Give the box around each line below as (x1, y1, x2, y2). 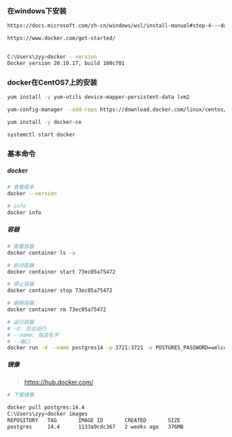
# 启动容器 (7, 262, 35, 269)
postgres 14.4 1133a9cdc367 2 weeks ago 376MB (7, 423, 184, 430)
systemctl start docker (7, 131, 76, 138)
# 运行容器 (7, 319, 35, 325)
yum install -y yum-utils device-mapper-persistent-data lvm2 (7, 93, 190, 101)
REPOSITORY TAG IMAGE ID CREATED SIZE (7, 417, 181, 424)
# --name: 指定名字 (7, 331, 59, 339)
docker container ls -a (7, 249, 76, 256)
